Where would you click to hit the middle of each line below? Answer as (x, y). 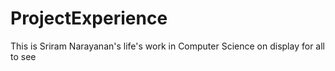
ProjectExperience (89, 18)
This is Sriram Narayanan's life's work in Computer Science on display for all (167, 46)
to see (23, 56)
